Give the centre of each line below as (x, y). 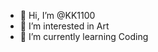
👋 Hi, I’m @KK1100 (57, 15)
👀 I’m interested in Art (64, 26)
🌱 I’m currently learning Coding (84, 36)
